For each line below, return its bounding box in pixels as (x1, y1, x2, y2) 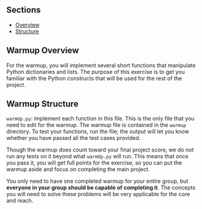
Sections (6, 5, 41, 15)
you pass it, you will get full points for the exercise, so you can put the (6, 159, 182, 167)
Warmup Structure (6, 99, 79, 109)
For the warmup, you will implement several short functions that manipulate (6, 61, 196, 69)
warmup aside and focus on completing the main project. (6, 166, 150, 173)
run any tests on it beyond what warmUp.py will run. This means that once (6, 153, 189, 160)
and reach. (6, 197, 34, 204)
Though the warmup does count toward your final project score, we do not (6, 146, 194, 153)
